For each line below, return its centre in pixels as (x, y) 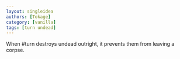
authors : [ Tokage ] (28, 17)
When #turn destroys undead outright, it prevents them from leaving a (90, 44)
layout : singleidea (30, 11)
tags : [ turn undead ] (31, 27)
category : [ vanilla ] (31, 22)
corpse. (15, 50)
